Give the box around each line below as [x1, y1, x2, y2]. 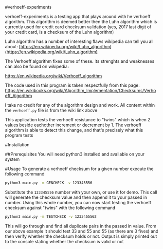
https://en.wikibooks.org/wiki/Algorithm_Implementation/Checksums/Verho [5, 88, 156, 93]
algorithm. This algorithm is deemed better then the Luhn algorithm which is [5, 19, 157, 24]
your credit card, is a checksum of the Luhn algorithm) [5, 29, 114, 35]
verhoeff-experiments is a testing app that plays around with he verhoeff [5, 14, 151, 19]
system [5, 156, 20, 162]
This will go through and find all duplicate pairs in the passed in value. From [5, 223, 157, 229]
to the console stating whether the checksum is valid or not [5, 238, 124, 244]
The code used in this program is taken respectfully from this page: [5, 82, 140, 88]
